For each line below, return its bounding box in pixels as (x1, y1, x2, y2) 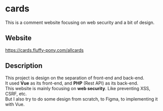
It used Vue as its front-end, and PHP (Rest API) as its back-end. (5, 80, 138, 86)
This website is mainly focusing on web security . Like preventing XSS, (5, 85, 150, 91)
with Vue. (5, 101, 25, 107)
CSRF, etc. (5, 91, 27, 97)
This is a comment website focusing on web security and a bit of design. (5, 19, 155, 25)
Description (5, 62, 42, 70)
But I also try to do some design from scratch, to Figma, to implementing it (5, 96, 158, 102)
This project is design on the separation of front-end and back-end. (5, 75, 144, 81)
